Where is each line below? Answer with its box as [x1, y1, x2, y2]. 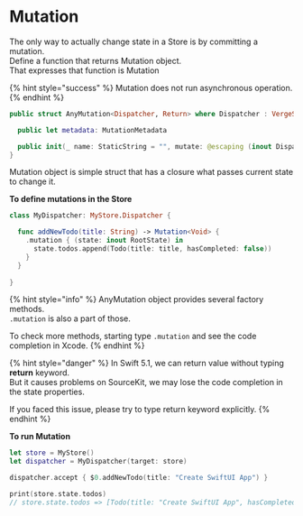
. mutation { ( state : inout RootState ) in [25, 236, 183, 245]
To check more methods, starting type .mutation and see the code [9, 331, 257, 342]
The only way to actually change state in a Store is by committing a [9, 36, 259, 47]
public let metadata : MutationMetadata [17, 125, 168, 134]
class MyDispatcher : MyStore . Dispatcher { [9, 211, 171, 220]
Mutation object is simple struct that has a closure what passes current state [9, 167, 294, 178]
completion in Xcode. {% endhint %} [9, 340, 146, 351]
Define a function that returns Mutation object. [9, 55, 182, 66]
